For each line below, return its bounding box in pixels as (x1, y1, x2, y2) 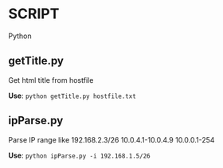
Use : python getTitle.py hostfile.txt (8, 91, 137, 100)
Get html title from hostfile (8, 75, 94, 84)
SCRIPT (8, 5, 60, 23)
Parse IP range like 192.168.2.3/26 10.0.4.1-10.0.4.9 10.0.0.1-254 (8, 135, 215, 144)
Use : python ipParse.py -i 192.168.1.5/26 (8, 150, 151, 160)
